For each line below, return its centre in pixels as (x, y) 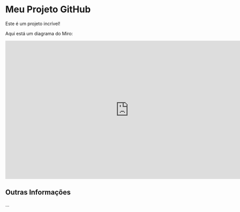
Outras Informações (38, 192)
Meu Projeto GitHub (48, 9)
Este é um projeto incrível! (33, 24)
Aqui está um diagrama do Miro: (39, 33)
